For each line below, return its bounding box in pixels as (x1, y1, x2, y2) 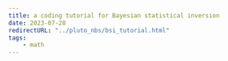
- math (22, 41, 45, 49)
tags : (8, 33, 26, 42)
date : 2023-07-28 (8, 19, 66, 27)
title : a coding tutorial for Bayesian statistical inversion (8, 11, 220, 20)
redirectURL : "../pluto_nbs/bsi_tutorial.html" (8, 26, 170, 34)
